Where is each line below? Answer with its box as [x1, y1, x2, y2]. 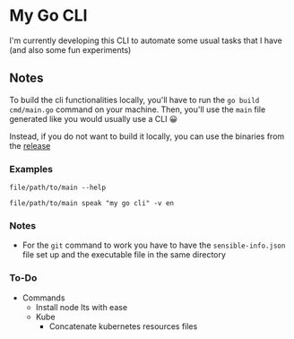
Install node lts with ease [35, 301, 128, 312]
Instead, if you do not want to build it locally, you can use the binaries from [9, 131, 285, 142]
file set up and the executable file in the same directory [22, 249, 227, 260]
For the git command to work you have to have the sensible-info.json [22, 239, 286, 251]
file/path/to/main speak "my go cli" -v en [9, 199, 175, 208]
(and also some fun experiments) [9, 44, 132, 55]
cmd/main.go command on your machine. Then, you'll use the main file [9, 104, 266, 115]
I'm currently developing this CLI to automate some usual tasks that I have [9, 35, 282, 46]
